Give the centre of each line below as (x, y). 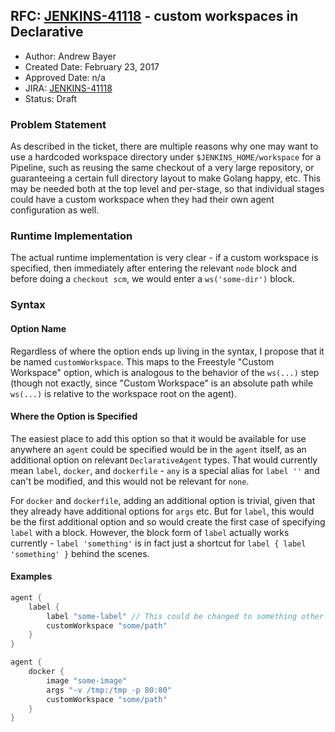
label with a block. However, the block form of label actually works (150, 532)
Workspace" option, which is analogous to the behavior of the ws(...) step (165, 372)
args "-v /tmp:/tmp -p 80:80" (109, 690)
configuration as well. (55, 210)
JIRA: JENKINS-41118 (68, 88)
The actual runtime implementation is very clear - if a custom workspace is (164, 258)
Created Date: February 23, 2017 (92, 66)
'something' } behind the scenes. (80, 553)
